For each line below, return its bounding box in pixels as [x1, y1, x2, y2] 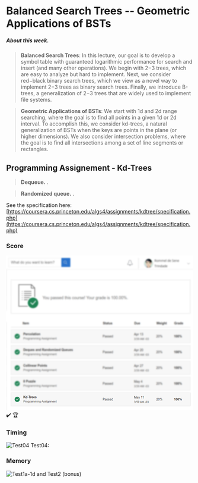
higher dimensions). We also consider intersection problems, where [20, 133, 186, 140]
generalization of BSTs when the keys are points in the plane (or [20, 127, 177, 134]
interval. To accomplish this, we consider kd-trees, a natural [20, 120, 167, 127]
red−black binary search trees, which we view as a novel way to [20, 77, 178, 84]
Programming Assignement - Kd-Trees [6, 162, 152, 173]
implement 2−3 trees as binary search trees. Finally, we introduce [20, 83, 181, 90]
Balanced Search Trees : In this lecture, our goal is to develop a [20, 52, 175, 59]
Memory [6, 457, 31, 465]
